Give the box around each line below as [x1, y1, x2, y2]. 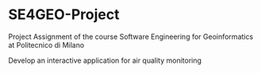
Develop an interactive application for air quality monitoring [8, 56, 202, 65]
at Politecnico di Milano [8, 40, 85, 49]
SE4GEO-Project [8, 6, 120, 24]
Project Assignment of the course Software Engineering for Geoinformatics [8, 32, 254, 41]
